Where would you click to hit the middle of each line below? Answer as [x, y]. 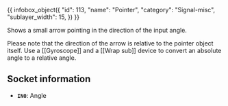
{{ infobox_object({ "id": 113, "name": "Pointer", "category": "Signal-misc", [111, 10]
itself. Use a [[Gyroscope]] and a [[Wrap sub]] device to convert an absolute [114, 51]
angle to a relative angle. [42, 58]
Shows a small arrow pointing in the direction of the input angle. [97, 30]
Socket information [49, 79]
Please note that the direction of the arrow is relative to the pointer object [110, 43]
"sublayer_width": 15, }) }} [43, 17]
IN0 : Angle [31, 95]
